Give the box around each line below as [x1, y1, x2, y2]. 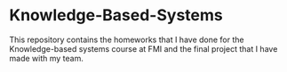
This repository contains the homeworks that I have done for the [9, 34, 244, 45]
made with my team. [9, 53, 84, 63]
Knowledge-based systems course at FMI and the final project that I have [9, 43, 278, 54]
